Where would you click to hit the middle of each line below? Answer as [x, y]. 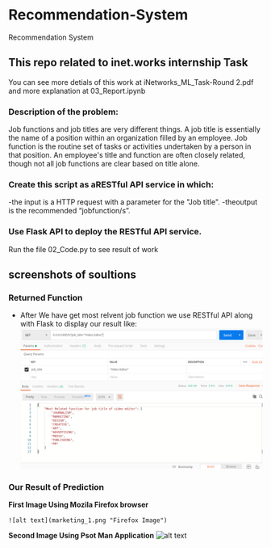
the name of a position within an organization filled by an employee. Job [128, 138]
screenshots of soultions [73, 275]
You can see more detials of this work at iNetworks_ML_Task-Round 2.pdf [131, 82]
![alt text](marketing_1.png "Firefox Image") [88, 521]
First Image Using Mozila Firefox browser [79, 505]
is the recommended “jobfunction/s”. [69, 211]
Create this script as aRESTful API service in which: [111, 184]
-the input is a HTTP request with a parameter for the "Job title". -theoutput [133, 202]
